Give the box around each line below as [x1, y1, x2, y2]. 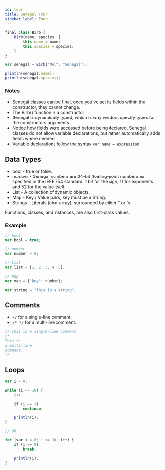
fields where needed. [12, 135, 56, 141]
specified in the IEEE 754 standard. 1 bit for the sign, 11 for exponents [12, 179, 154, 185]
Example [5, 222, 27, 229]
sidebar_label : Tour [5, 16, 48, 21]
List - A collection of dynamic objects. [12, 189, 90, 195]
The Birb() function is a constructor [12, 109, 85, 115]
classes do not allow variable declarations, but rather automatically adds [12, 130, 160, 136]
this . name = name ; [23, 39, 61, 45]
